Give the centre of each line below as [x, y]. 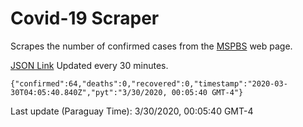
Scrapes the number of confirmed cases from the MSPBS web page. [151, 46]
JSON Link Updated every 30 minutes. [89, 65]
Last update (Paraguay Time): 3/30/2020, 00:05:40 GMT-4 [132, 111]
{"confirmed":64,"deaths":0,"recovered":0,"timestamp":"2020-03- [149, 83]
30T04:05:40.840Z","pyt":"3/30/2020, [89, 92]
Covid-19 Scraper [85, 18]
